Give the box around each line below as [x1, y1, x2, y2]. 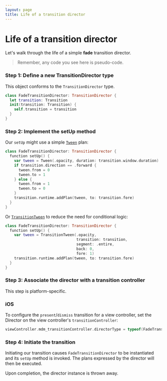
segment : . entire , [76, 242, 114, 247]
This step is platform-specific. [5, 288, 67, 294]
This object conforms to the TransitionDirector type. [5, 83, 115, 89]
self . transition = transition [14, 107, 77, 112]
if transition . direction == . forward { [14, 163, 97, 168]
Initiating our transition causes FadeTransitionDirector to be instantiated [5, 350, 154, 356]
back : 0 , [76, 246, 94, 252]
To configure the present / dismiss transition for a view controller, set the [5, 312, 152, 318]
